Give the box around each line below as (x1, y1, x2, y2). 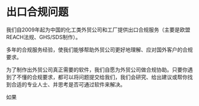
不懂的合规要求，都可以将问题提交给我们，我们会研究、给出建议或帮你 (16, 73, 188, 81)
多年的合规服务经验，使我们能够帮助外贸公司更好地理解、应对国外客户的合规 (6, 46, 193, 53)
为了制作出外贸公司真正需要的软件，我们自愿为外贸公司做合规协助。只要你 (6, 66, 188, 73)
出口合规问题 (6, 5, 69, 19)
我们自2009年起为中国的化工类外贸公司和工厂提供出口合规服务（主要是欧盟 (6, 26, 191, 33)
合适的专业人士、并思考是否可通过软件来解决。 (11, 81, 126, 88)
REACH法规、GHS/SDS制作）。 (6, 33, 81, 40)
